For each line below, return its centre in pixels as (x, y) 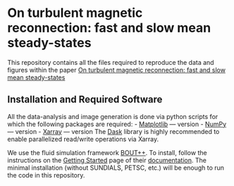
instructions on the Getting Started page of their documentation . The (107, 160)
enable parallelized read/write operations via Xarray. (83, 139)
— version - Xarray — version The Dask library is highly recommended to (113, 131)
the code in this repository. (46, 175)
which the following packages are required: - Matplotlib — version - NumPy (117, 124)
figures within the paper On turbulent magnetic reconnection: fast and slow (116, 70)
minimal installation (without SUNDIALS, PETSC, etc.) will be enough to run (116, 168)
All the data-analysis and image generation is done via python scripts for (113, 116)
